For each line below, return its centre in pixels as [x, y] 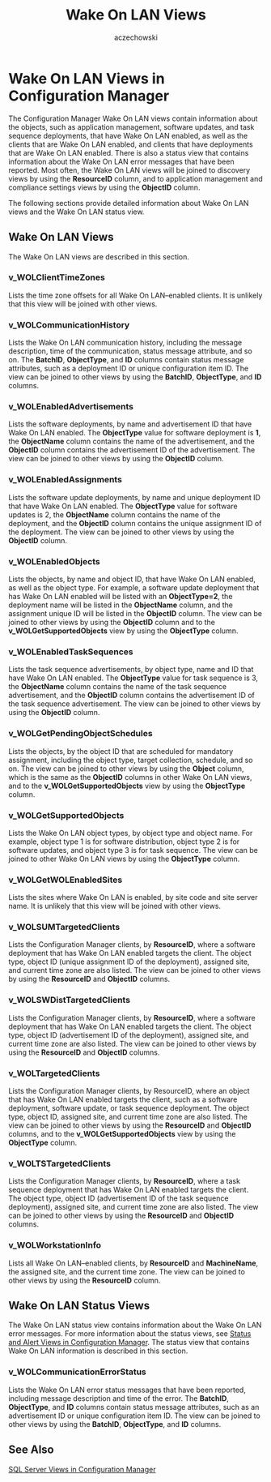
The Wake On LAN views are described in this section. [99, 256]
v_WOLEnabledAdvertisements [71, 407]
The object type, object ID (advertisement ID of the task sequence [119, 1198]
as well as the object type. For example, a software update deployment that [134, 587]
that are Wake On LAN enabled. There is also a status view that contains [129, 152]
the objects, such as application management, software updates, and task [131, 126]
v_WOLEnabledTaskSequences [71, 652]
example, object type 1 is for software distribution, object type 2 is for [124, 842]
